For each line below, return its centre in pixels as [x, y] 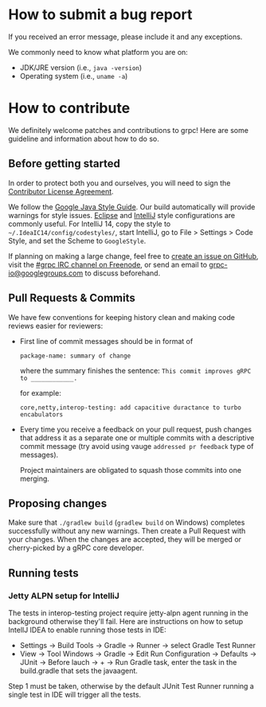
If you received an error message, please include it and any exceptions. [125, 37]
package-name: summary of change [75, 356]
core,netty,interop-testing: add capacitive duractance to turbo [130, 408]
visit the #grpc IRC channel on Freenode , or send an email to [108, 264]
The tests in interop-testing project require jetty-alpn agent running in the [128, 613]
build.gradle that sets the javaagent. [78, 671]
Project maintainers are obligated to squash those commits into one [130, 470]
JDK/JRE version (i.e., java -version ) [81, 67]
